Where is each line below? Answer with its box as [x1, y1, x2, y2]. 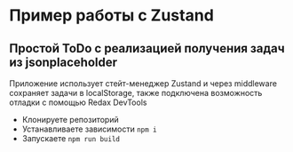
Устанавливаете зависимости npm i [21, 124, 157, 134]
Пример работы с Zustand [9, 5, 215, 26]
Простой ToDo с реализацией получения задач [9, 41, 286, 56]
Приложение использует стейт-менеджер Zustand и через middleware [9, 78, 278, 89]
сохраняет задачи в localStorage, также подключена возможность [9, 88, 263, 98]
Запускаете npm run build [21, 133, 121, 143]
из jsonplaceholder [9, 54, 118, 69]
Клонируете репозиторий [21, 115, 119, 124]
